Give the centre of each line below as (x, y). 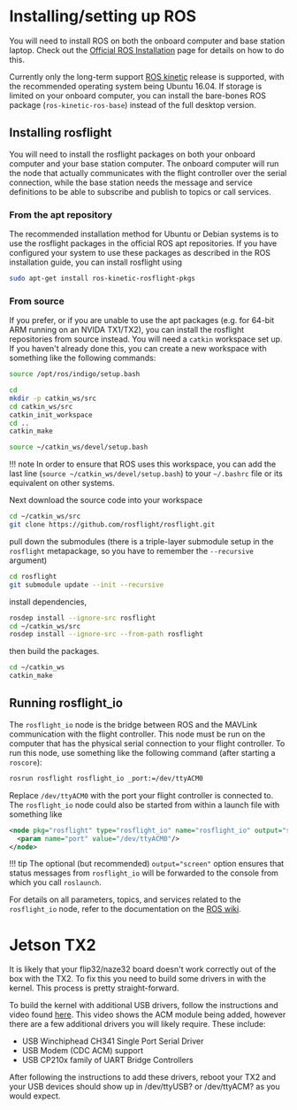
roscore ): (26, 762)
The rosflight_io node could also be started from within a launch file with (145, 805)
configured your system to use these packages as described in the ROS (140, 253)
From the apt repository (61, 214)
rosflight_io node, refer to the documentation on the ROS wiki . (125, 909)
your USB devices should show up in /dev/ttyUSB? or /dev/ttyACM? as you (145, 1087)
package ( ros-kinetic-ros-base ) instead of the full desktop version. (133, 104)
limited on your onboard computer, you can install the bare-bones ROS (138, 96)
